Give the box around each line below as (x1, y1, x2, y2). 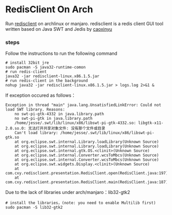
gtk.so (5, 135, 19, 140)
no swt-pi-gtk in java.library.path (14, 116, 93, 121)
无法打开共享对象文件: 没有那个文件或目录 (28, 126, 105, 131)
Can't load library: (14, 131, 58, 136)
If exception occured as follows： (5, 92, 76, 98)
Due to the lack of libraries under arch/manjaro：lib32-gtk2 (5, 189, 131, 196)
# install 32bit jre (5, 60, 50, 66)
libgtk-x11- (138, 120, 164, 126)
